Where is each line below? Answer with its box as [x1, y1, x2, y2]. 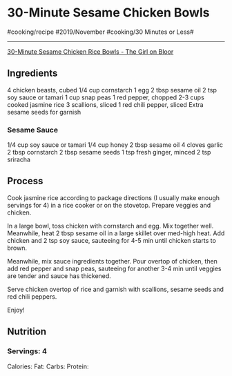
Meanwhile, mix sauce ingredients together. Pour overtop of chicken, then [7, 257, 217, 265]
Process [7, 175, 43, 187]
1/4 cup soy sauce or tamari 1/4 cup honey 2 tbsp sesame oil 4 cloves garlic [7, 141, 223, 149]
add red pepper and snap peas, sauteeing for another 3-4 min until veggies [7, 264, 222, 273]
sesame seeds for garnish [7, 108, 81, 116]
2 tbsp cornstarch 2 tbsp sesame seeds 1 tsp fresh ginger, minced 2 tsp [7, 148, 211, 157]
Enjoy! [7, 306, 26, 314]
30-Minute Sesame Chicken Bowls [7, 5, 210, 21]
